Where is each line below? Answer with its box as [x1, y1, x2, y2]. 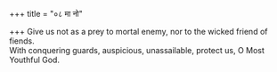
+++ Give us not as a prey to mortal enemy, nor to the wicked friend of [9, 27, 268, 36]
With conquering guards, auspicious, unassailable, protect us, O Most [9, 45, 265, 55]
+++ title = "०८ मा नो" [9, 9, 83, 19]
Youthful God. [9, 54, 61, 65]
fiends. [9, 36, 36, 46]
